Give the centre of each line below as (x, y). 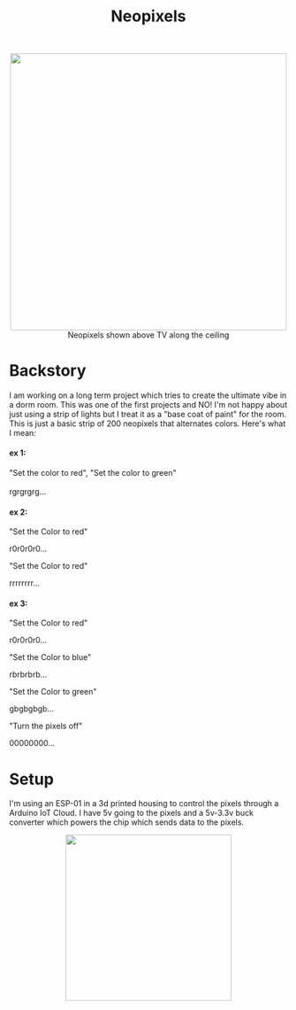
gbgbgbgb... (32, 709)
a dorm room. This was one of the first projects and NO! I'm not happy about (148, 404)
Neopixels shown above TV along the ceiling (148, 335)
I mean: (23, 432)
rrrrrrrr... (24, 583)
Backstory (48, 371)
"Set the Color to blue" (50, 657)
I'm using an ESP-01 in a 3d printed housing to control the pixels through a (144, 804)
